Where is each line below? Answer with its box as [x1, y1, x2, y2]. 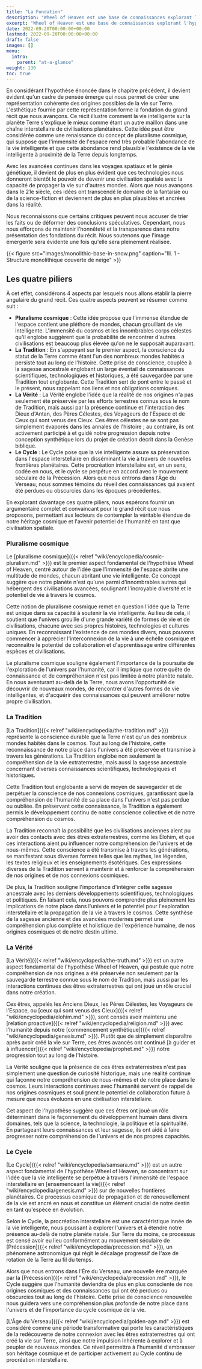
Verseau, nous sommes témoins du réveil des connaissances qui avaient [14, 481, 195, 488]
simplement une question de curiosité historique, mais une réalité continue [6, 1070, 191, 1077]
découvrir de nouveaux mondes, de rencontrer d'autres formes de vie [6, 685, 179, 693]
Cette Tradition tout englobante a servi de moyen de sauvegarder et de [6, 783, 182, 790]
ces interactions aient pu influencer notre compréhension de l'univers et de [6, 840, 193, 847]
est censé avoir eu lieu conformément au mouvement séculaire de [6, 1237, 170, 1244]
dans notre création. [6, 988, 57, 996]
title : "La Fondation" [6, 8, 63, 15]
